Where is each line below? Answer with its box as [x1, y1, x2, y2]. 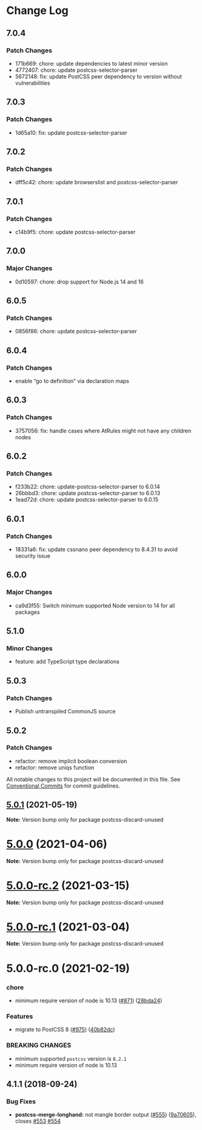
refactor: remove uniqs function [15, 764, 95, 771]
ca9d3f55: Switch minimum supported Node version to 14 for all [15, 601, 175, 609]
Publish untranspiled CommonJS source [15, 708, 116, 715]
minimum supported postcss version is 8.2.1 [15, 1055, 127, 1062]
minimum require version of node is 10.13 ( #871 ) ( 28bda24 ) [15, 997, 163, 1004]
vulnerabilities [15, 79, 50, 86]
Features [6, 1012, 33, 1021]
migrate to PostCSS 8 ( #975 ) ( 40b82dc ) [15, 1026, 115, 1033]
